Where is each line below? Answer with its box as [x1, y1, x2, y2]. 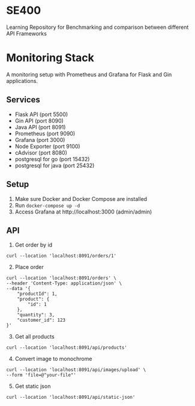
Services [6, 94, 41, 105]
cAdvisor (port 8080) [14, 149, 68, 156]
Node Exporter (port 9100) [14, 143, 80, 150]
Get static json [14, 383, 51, 390]
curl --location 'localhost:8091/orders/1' [6, 253, 117, 259]
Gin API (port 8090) [14, 117, 64, 124]
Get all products [14, 333, 55, 340]
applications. [6, 77, 38, 84]
